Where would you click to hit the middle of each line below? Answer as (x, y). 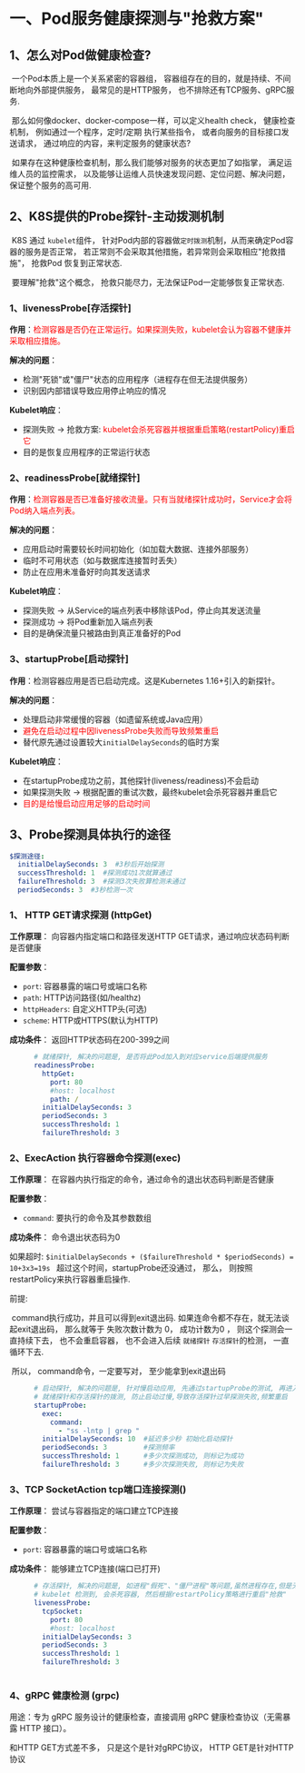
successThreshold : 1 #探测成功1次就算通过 (95, 873)
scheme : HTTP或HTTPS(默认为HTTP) (90, 1020)
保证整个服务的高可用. (51, 185)
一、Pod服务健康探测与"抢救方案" (137, 19)
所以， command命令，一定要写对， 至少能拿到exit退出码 (118, 1372)
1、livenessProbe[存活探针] (70, 308)
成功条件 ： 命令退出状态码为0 (65, 1237)
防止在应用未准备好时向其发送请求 (86, 572)
